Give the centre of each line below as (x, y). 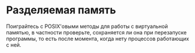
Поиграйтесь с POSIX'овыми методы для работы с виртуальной (87, 26)
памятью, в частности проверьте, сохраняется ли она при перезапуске (96, 32)
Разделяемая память (61, 10)
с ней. (14, 45)
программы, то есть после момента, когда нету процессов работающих (98, 38)
